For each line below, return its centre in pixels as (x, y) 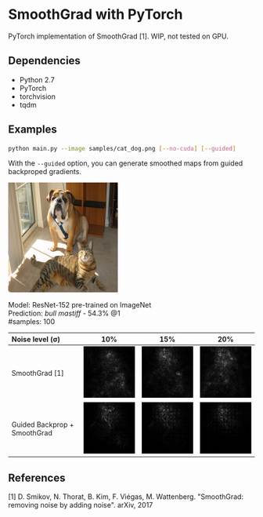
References (37, 477)
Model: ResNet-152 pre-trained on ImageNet (80, 305)
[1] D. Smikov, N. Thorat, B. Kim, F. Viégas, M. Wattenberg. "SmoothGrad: (126, 497)
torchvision (38, 96)
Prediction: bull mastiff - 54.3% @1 (64, 313)
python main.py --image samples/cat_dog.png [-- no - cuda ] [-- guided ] (122, 148)
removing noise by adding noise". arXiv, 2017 (81, 504)
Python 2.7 (37, 79)
